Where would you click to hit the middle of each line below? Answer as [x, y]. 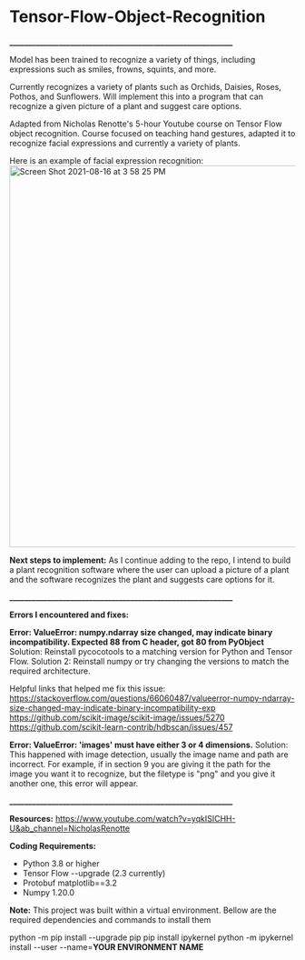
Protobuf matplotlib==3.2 [70, 883]
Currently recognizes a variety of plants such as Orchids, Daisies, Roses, [145, 86]
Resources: [31, 818]
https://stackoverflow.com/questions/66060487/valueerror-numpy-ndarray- [152, 698]
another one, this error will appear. [74, 783]
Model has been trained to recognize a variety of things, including [133, 59]
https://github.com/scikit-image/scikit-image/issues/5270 [117, 717]
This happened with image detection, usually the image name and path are [149, 754]
